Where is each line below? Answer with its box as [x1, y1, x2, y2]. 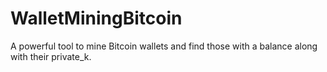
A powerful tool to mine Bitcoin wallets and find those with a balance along [10, 40, 318, 52]
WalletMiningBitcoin [10, 7, 183, 30]
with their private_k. [10, 50, 92, 62]
